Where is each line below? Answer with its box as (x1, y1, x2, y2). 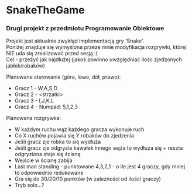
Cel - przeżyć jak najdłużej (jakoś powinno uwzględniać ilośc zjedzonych (6, 56, 183, 63)
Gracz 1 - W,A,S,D (14, 85, 58, 92)
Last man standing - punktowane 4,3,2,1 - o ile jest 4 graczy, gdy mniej (14, 163, 186, 170)
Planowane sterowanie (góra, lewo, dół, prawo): (6, 73, 121, 80)
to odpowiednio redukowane (14, 170, 84, 177)
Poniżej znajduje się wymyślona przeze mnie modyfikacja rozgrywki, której (6, 44, 187, 51)
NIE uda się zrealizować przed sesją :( (6, 50, 98, 57)
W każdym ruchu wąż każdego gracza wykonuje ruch (14, 126, 145, 133)
